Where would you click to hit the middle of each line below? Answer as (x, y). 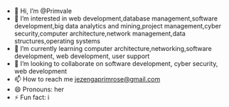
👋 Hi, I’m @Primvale (43, 11)
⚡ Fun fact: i (32, 97)
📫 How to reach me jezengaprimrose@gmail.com (87, 79)
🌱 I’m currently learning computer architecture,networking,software (113, 49)
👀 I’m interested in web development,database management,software (116, 18)
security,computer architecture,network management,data (100, 33)
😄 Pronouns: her (39, 89)
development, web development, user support (82, 56)
